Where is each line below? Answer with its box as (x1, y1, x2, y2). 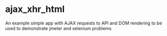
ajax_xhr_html (5, 3, 65, 15)
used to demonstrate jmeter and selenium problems (5, 25, 111, 31)
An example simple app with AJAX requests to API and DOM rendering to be (5, 20, 162, 26)
